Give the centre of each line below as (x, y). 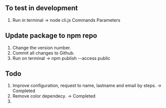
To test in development (42, 8)
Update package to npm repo (51, 36)
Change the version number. (42, 48)
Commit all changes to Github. (43, 53)
